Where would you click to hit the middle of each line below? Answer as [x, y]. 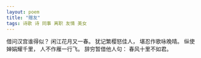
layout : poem [23, 12]
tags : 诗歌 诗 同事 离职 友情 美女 [47, 23]
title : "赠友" [24, 18]
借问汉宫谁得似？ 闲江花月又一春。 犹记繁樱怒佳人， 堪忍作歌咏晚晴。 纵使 [100, 42]
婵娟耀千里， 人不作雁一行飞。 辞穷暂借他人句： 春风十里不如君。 [89, 49]
